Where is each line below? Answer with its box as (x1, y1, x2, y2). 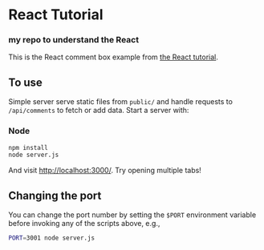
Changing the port (8, 188, 102, 202)
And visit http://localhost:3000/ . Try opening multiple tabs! (8, 166, 202, 175)
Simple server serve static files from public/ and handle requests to (8, 97, 233, 107)
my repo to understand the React (8, 34, 139, 46)
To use (8, 75, 43, 89)
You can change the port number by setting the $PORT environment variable (8, 210, 257, 220)
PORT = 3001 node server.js (8, 234, 95, 242)
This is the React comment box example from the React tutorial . (8, 52, 219, 62)
